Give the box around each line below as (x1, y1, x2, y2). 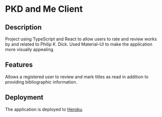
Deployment (5, 93, 44, 102)
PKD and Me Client (5, 3, 83, 15)
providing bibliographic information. (5, 79, 78, 85)
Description (5, 23, 42, 31)
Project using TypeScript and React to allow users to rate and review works (5, 36, 157, 42)
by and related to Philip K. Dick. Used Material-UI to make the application (5, 41, 153, 47)
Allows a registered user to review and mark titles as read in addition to (5, 74, 149, 80)
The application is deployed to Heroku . (5, 106, 83, 112)
